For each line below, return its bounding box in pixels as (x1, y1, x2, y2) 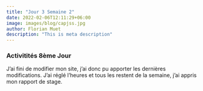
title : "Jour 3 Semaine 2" (6, 8, 75, 15)
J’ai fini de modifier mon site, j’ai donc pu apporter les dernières (6, 65, 166, 73)
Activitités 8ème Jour (6, 52, 72, 60)
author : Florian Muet (6, 25, 61, 32)
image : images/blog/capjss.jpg (6, 20, 86, 26)
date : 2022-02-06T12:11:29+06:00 (6, 15, 91, 21)
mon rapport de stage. (6, 78, 63, 86)
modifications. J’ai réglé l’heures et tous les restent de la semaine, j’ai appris (6, 72, 197, 79)
